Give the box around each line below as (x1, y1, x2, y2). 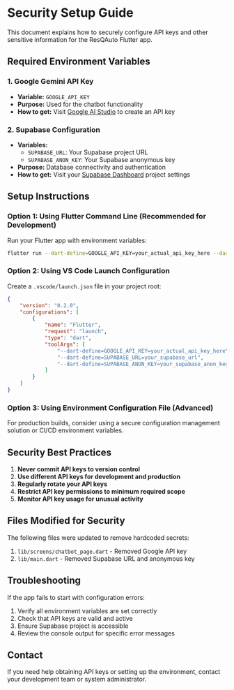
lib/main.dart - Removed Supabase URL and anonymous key (17, 554, 195, 563)
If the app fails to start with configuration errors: (7, 593, 145, 601)
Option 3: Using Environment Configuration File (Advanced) (7, 403, 214, 413)
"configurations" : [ (19, 309, 79, 316)
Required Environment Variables (7, 56, 151, 68)
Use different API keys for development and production (17, 473, 181, 481)
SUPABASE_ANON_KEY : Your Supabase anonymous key (27, 155, 175, 163)
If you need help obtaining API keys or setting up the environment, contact (7, 668, 221, 676)
